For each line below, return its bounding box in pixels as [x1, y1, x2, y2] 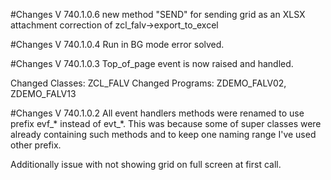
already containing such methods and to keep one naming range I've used [10, 129, 317, 140]
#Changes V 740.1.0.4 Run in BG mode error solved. [10, 39, 225, 50]
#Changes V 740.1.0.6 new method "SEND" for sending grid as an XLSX [10, 9, 306, 20]
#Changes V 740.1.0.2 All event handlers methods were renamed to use [10, 107, 305, 119]
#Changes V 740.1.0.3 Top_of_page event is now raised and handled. [10, 58, 294, 69]
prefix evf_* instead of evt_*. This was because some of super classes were [10, 118, 322, 129]
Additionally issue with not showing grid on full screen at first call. [10, 159, 282, 170]
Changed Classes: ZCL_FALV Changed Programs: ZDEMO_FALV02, [10, 77, 287, 89]
